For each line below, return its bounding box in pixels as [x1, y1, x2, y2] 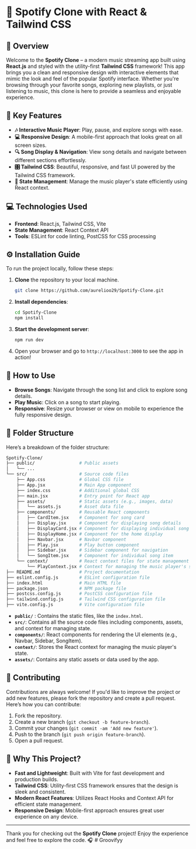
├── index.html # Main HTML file [6, 580, 121, 586]
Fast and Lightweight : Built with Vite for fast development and [14, 769, 165, 776]
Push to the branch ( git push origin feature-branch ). [14, 731, 146, 738]
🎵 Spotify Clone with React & [6, 5, 148, 19]
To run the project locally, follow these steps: [6, 265, 114, 272]
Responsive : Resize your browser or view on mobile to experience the [14, 405, 184, 412]
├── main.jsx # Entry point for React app [16, 493, 150, 499]
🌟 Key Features [6, 111, 62, 121]
